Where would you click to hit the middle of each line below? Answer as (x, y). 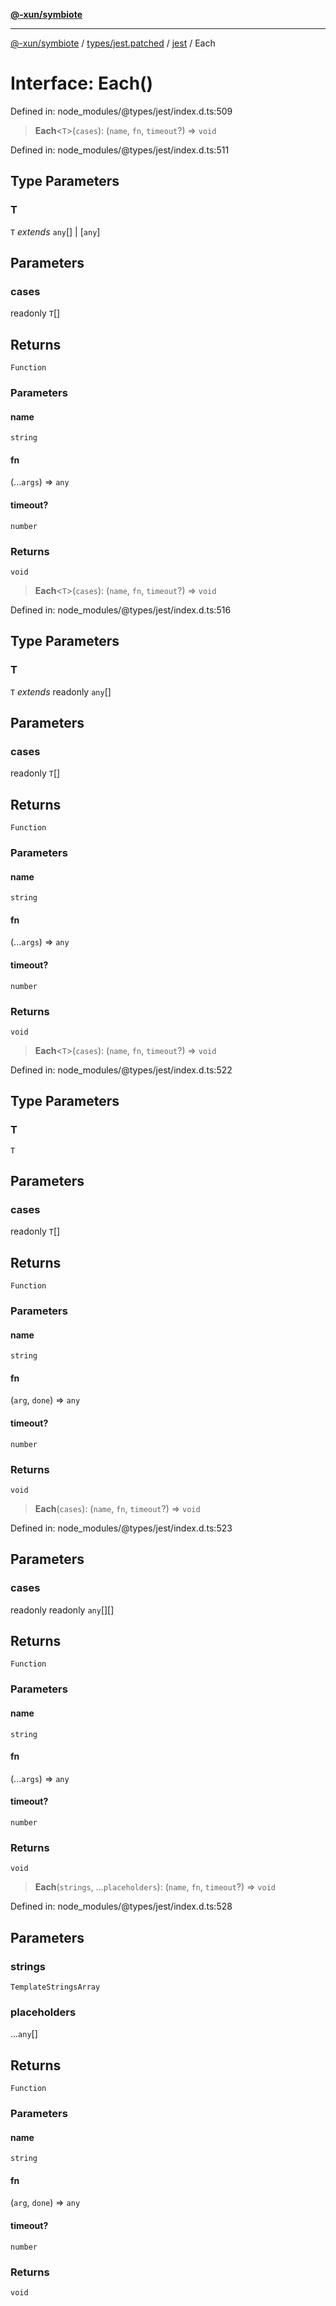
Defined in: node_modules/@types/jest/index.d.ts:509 (121, 111)
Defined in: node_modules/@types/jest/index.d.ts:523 (121, 1528)
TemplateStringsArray (55, 1987)
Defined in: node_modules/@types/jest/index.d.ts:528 (121, 1906)
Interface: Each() (82, 83)
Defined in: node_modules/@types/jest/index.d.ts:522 (121, 1070)
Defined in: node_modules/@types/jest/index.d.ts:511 (120, 150)
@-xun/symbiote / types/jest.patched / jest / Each (113, 43)
